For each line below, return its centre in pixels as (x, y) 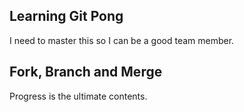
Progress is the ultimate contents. (78, 96)
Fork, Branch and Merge (86, 72)
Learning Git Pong (66, 16)
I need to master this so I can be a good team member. (122, 40)
